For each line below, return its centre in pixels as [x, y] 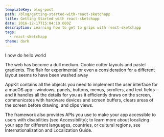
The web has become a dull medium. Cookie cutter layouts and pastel [75, 64]
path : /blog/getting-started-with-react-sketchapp [58, 14]
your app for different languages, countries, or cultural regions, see [73, 125]
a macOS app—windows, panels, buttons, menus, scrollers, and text [74, 89]
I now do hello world [26, 55]
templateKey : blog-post [29, 10]
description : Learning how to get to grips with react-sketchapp [73, 28]
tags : [11, 32]
